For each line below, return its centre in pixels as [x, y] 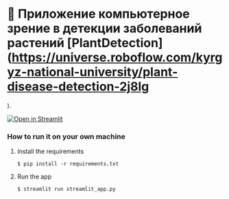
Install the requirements [50, 151]
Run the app [34, 176]
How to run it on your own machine [66, 136]
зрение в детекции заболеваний [105, 28]
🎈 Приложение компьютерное [98, 14]
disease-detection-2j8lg [78, 87]
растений [36, 43]
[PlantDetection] [115, 43]
